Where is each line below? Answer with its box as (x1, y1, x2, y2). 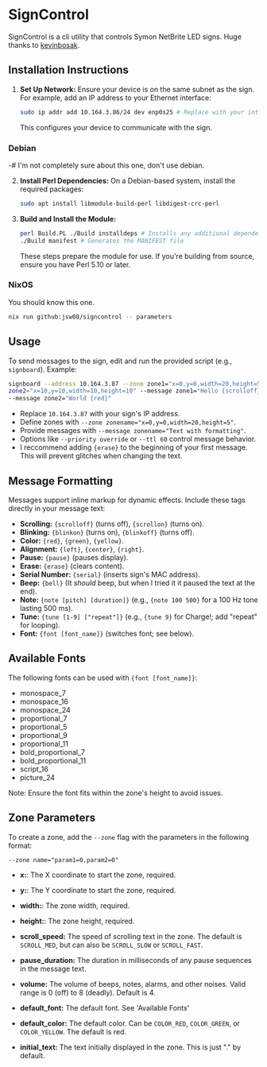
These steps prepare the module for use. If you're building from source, (19, 251, 255, 261)
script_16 (19, 764, 49, 774)
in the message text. (19, 964, 87, 973)
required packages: (19, 184, 84, 194)
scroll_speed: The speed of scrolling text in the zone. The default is (19, 931, 242, 941)
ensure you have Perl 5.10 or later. (19, 260, 131, 269)
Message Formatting (8, 474, 114, 488)
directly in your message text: (8, 503, 106, 513)
